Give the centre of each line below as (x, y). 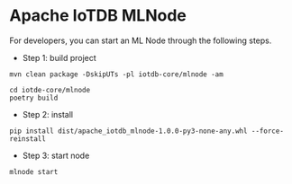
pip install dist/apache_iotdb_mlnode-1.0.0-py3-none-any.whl (128, 131)
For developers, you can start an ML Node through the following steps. (141, 40)
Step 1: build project (59, 57)
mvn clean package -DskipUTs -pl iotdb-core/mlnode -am (116, 74)
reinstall (28, 139)
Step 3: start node (56, 155)
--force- (267, 131)
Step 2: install (48, 114)
